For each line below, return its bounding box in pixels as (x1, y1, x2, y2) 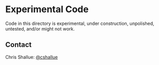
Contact (5, 41, 32, 49)
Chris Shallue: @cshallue (5, 54, 58, 60)
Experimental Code (5, 4, 89, 15)
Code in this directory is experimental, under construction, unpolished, (5, 20, 155, 26)
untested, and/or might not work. (5, 25, 75, 31)
